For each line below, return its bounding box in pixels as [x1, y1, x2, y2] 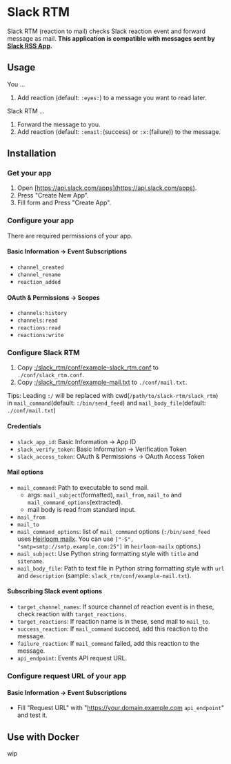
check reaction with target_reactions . [17, 610, 126, 618]
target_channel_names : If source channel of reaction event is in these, [17, 602, 214, 611]
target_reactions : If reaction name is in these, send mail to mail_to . [17, 618, 210, 626]
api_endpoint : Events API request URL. [17, 654, 128, 662]
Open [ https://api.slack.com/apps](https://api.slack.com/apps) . [17, 184, 197, 192]
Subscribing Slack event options [7, 587, 102, 595]
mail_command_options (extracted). [27, 498, 123, 506]
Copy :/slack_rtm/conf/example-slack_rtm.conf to [17, 363, 159, 372]
